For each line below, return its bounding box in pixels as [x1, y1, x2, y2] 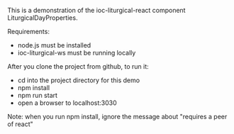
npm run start [17, 91, 58, 99]
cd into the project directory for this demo [17, 76, 140, 84]
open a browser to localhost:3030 [17, 99, 117, 107]
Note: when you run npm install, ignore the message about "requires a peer [7, 113, 228, 121]
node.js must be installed [17, 41, 91, 49]
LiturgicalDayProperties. [7, 13, 78, 22]
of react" [7, 120, 33, 128]
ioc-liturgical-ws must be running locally [17, 49, 136, 57]
